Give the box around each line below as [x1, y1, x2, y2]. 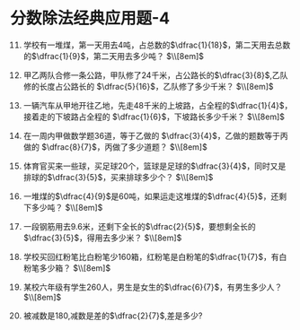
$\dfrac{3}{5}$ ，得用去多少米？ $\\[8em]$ [22, 232, 182, 243]
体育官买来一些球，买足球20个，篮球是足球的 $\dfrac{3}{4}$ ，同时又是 [22, 161, 287, 171]
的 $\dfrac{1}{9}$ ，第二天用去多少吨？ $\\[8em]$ [22, 50, 205, 61]
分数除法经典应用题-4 [10, 8, 171, 29]
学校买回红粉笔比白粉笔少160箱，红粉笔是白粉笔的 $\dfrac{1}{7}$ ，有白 [22, 251, 287, 262]
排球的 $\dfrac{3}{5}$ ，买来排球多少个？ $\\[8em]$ [22, 171, 214, 182]
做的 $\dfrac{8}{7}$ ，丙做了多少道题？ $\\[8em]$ [22, 141, 207, 152]
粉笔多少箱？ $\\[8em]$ [22, 262, 111, 274]
